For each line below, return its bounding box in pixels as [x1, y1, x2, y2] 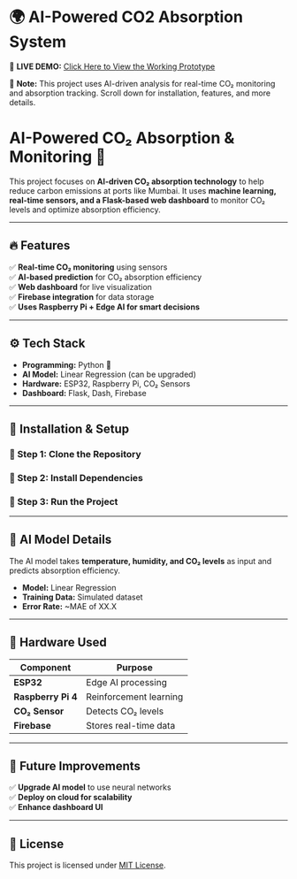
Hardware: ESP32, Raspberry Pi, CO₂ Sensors [21, 378, 191, 389]
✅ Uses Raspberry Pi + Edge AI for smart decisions [9, 302, 201, 312]
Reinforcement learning [86, 691, 184, 703]
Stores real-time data [86, 719, 176, 731]
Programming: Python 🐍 [21, 359, 112, 370]
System [9, 32, 67, 52]
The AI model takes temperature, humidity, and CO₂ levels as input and [9, 555, 272, 566]
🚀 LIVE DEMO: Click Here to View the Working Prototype [9, 61, 216, 72]
